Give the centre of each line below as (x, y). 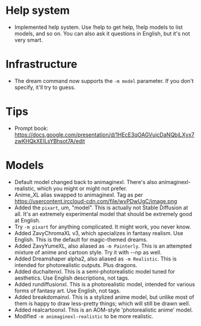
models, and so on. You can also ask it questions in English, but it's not (102, 33)
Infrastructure (42, 64)
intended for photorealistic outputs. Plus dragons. (76, 265)
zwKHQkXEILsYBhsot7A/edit (50, 141)
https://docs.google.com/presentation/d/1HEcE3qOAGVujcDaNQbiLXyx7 (104, 134)
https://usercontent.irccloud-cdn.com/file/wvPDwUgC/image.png (96, 201)
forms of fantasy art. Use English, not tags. (67, 291)
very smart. (29, 40)
